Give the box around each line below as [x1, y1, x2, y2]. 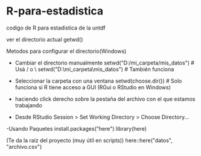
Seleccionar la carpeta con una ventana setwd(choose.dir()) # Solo [14, 77, 182, 84]
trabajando [14, 101, 42, 109]
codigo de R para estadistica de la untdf [6, 24, 106, 31]
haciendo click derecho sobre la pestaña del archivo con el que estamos [14, 95, 196, 102]
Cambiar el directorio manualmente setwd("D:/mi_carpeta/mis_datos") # [14, 59, 195, 66]
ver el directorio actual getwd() [6, 36, 83, 43]
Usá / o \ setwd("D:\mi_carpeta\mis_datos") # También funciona [14, 65, 174, 73]
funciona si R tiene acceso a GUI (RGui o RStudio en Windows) [14, 83, 171, 91]
